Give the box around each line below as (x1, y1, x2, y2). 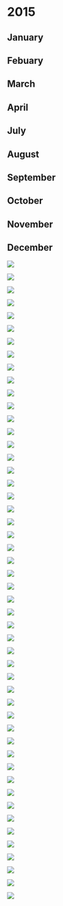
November (7, 218, 53, 230)
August (7, 148, 40, 160)
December (7, 242, 53, 254)
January (7, 32, 44, 43)
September (7, 171, 56, 183)
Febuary (7, 54, 44, 66)
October (7, 195, 43, 207)
